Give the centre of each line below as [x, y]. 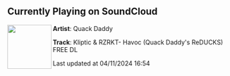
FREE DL [65, 49]
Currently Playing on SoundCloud [83, 12]
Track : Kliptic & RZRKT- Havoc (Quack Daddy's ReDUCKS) [138, 42]
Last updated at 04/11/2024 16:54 [101, 63]
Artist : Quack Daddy [83, 28]
